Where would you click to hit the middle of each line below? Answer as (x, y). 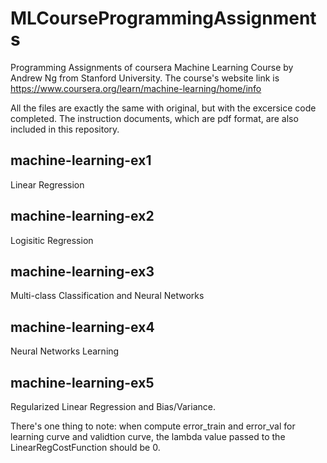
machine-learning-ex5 (82, 382)
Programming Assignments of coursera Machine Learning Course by (152, 67)
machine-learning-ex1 (81, 160)
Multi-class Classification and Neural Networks (107, 296)
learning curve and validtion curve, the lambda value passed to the (148, 436)
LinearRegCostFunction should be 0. (85, 447)
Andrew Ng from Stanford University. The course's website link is (145, 78)
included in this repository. (65, 129)
